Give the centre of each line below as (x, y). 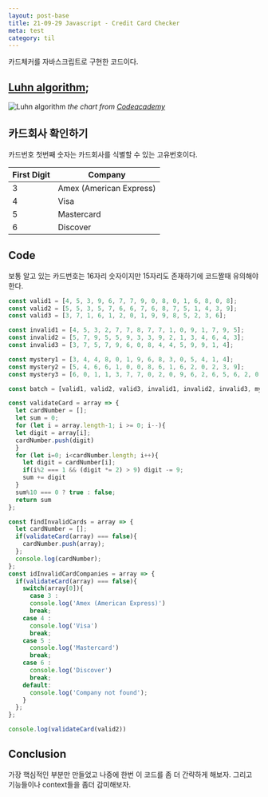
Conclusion (37, 754)
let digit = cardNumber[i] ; (69, 463)
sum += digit (44, 478)
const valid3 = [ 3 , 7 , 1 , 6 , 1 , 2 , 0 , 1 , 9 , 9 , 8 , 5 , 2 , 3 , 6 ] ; (118, 316)
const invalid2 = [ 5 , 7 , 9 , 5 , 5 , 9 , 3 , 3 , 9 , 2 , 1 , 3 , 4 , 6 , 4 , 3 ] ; (126, 338)
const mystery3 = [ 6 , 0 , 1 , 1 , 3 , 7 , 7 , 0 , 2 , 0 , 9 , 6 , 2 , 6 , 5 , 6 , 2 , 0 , (135, 374)
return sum (33, 500)
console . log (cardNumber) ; (59, 559)
